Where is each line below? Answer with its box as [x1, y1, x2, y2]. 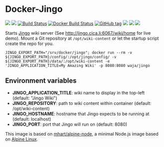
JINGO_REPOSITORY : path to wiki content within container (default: [12, 100, 152, 106]
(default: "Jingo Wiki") [12, 95, 58, 101]
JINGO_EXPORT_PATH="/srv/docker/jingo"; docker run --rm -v [5, 50, 133, 55]
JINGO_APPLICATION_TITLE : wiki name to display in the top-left [12, 90, 145, 96]
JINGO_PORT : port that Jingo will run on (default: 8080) [12, 121, 128, 127]
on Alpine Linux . [5, 136, 38, 142]
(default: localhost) [12, 116, 51, 122]
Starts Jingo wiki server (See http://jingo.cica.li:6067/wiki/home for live [5, 30, 151, 36]
